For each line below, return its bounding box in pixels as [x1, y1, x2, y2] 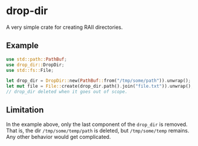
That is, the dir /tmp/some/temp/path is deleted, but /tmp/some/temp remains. [6, 127, 190, 134]
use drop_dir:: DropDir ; [6, 62, 65, 68]
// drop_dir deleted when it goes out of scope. [6, 89, 128, 95]
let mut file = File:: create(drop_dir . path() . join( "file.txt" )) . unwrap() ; [6, 84, 194, 89]
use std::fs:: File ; [6, 67, 54, 73]
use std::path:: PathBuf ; [6, 56, 67, 62]
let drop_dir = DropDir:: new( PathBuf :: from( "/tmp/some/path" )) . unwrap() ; [6, 78, 192, 84]
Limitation [6, 105, 44, 115]
